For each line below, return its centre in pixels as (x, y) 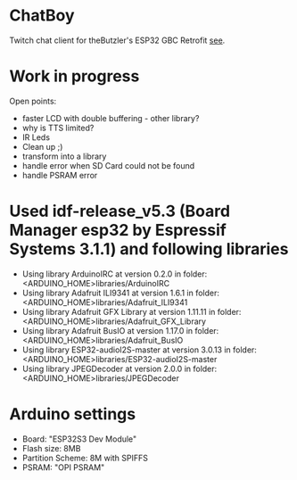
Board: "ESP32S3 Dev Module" (79, 439)
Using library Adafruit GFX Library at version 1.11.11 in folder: (132, 311)
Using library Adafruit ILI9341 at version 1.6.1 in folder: (121, 293)
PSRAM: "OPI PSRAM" (63, 467)
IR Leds (36, 137)
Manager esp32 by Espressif (118, 231)
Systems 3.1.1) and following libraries (149, 249)
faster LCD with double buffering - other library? (111, 118)
